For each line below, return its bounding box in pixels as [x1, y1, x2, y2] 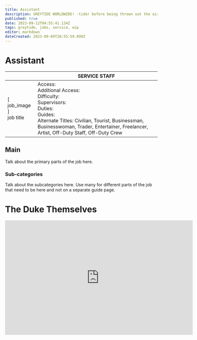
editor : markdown [5, 30, 40, 34]
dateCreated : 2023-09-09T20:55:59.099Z [5, 34, 86, 39]
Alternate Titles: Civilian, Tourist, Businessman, [37, 117, 144, 124]
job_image [7, 102, 31, 109]
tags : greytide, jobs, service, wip [5, 25, 79, 30]
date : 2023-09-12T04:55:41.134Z [5, 20, 70, 26]
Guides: [37, 111, 55, 118]
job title [7, 114, 25, 121]
